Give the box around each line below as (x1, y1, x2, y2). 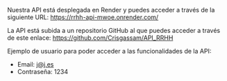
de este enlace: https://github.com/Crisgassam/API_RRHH (7, 34, 174, 42)
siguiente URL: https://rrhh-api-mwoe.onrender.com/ (7, 13, 159, 21)
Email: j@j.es (17, 60, 54, 68)
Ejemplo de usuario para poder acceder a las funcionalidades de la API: (7, 47, 212, 55)
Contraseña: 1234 (17, 68, 68, 76)
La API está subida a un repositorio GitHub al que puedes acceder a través (7, 27, 221, 34)
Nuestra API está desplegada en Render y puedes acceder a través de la (7, 6, 215, 14)
